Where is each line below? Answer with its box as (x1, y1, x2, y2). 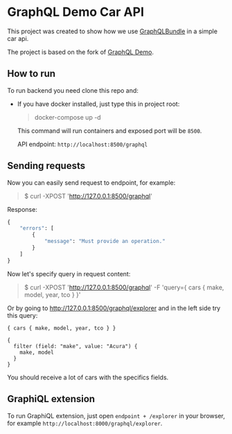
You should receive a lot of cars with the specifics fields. (7, 373, 169, 381)
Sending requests (7, 160, 86, 172)
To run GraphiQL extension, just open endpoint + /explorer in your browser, (7, 411, 225, 419)
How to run (7, 68, 56, 80)
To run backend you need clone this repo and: (7, 86, 139, 94)
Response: (7, 205, 38, 213)
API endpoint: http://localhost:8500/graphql (17, 140, 148, 148)
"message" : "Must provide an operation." (44, 238, 166, 245)
